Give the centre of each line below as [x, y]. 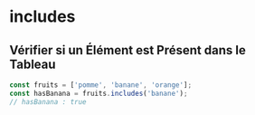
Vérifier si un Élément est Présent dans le [127, 50]
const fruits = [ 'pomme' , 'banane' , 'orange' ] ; [101, 85]
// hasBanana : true [48, 101]
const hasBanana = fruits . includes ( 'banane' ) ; [99, 93]
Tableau [33, 64]
